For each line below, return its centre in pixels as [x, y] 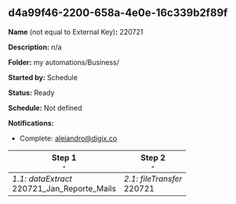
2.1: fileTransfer [153, 178]
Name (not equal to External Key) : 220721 [76, 31]
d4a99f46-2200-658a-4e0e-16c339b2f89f [118, 13]
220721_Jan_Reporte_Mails [64, 188]
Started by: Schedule [43, 77]
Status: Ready [31, 93]
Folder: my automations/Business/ [64, 62]
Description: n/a [35, 47]
